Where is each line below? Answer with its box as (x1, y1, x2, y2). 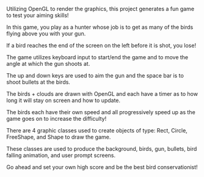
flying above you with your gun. (6, 30, 86, 37)
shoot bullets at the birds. (6, 79, 70, 85)
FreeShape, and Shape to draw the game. (6, 134, 111, 140)
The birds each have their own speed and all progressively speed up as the (6, 109, 195, 115)
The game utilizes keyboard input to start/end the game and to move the (6, 54, 189, 60)
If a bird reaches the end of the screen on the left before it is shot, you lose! (6, 42, 197, 49)
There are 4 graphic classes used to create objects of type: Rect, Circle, (6, 127, 188, 134)
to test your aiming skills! (6, 12, 69, 19)
